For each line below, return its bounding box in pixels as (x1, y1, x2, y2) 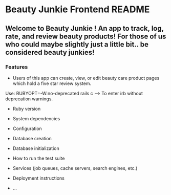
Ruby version (12, 105, 41, 112)
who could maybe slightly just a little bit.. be (5, 40, 148, 49)
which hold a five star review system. (12, 80, 91, 86)
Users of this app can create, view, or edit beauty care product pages (12, 75, 160, 81)
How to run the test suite (12, 155, 65, 161)
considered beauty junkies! (5, 48, 95, 57)
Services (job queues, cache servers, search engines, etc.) (12, 165, 138, 171)
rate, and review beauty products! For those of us (5, 32, 166, 40)
